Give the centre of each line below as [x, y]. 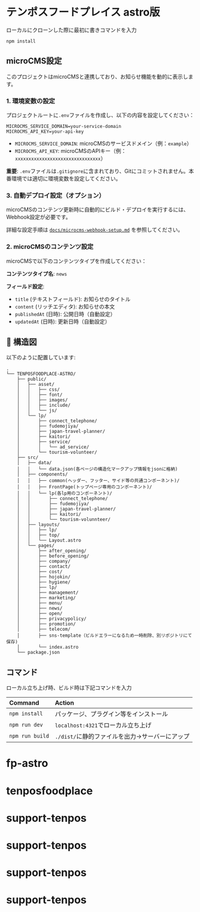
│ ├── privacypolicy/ [52, 619]
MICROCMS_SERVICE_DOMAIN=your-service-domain [64, 127]
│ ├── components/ [42, 475]
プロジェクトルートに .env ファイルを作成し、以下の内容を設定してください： [100, 115]
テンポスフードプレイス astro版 [83, 12]
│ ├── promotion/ [47, 624]
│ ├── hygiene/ [44, 582]
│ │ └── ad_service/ [53, 447]
